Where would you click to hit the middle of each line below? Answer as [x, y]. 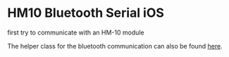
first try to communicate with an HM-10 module [76, 32]
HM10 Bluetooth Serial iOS [86, 13]
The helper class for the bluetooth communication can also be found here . [115, 46]
